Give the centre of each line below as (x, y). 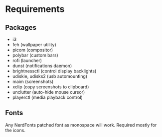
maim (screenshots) (33, 81)
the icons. (15, 130)
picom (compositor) (33, 50)
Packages (21, 28)
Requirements (35, 9)
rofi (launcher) (27, 60)
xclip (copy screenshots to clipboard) (51, 87)
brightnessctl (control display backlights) (54, 71)
